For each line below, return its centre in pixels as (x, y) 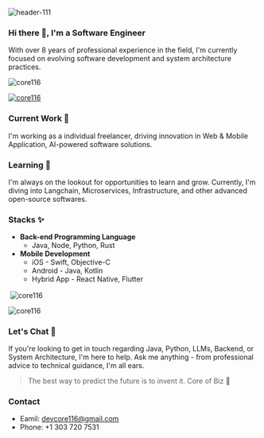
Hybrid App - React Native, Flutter (87, 279)
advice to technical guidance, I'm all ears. (76, 366)
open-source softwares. (48, 199)
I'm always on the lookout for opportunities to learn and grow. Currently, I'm (132, 182)
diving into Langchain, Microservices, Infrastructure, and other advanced (128, 190)
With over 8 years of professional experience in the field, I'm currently (123, 50)
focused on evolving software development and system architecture (120, 59)
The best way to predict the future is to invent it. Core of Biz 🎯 (129, 381)
